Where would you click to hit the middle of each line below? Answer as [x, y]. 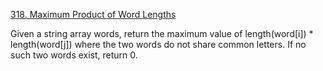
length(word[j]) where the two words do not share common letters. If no [158, 44]
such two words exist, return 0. [74, 55]
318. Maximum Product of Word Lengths [93, 14]
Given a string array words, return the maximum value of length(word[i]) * [162, 33]
